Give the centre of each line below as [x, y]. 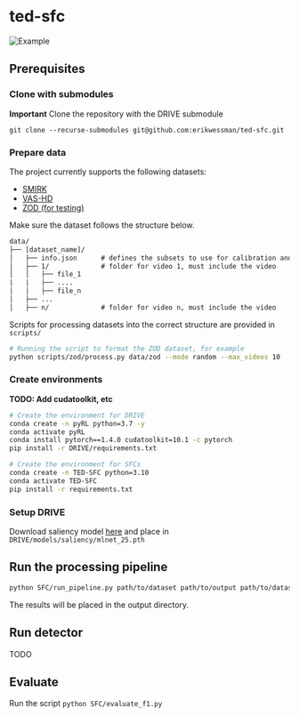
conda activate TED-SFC [53, 481]
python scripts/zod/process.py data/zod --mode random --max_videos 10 [145, 357]
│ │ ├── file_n [45, 291]
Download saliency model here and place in [89, 532]
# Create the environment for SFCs [75, 464]
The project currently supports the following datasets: [108, 172]
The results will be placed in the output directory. [99, 604]
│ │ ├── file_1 [45, 274]
